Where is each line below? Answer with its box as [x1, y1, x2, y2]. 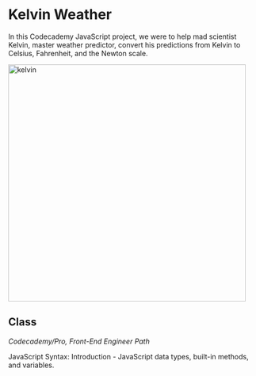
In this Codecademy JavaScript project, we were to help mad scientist [8, 32, 237, 41]
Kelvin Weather [8, 6, 113, 24]
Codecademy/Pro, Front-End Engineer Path [8, 336, 151, 346]
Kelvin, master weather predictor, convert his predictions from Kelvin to [8, 40, 241, 49]
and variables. [8, 360, 55, 370]
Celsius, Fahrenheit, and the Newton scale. [8, 48, 148, 58]
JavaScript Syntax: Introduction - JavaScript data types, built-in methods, [8, 351, 249, 361]
